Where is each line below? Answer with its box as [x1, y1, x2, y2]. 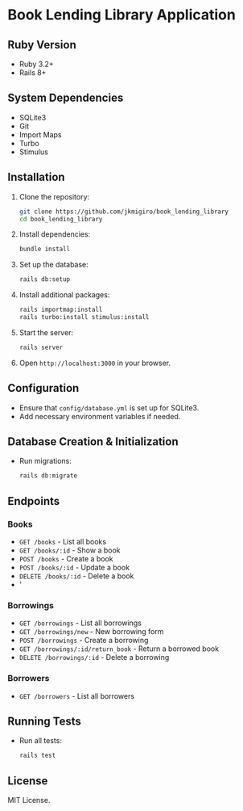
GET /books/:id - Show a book [19, 545, 121, 555]
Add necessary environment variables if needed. [19, 411, 181, 421]
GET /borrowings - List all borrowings [19, 618, 142, 628]
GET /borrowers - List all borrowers [19, 691, 134, 700]
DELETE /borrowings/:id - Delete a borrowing [19, 653, 170, 662]
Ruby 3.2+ [19, 59, 54, 69]
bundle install [19, 245, 71, 254]
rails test [19, 751, 56, 760]
